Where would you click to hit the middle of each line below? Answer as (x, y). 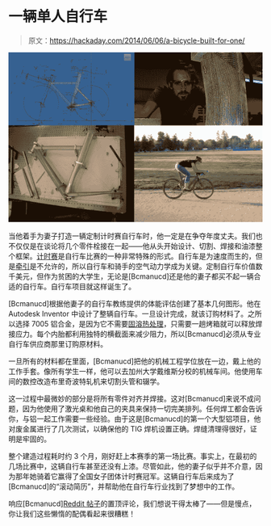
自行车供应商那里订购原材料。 (58, 343)
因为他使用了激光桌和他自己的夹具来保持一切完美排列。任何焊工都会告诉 (142, 408)
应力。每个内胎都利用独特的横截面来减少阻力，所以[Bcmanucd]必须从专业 (138, 334)
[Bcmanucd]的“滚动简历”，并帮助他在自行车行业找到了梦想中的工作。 (124, 486)
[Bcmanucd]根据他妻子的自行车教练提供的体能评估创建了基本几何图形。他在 (135, 303)
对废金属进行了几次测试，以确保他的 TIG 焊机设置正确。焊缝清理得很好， (129, 428)
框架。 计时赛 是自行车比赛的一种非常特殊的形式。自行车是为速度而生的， (135, 256)
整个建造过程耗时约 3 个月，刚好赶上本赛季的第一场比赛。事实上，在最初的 (133, 456)
